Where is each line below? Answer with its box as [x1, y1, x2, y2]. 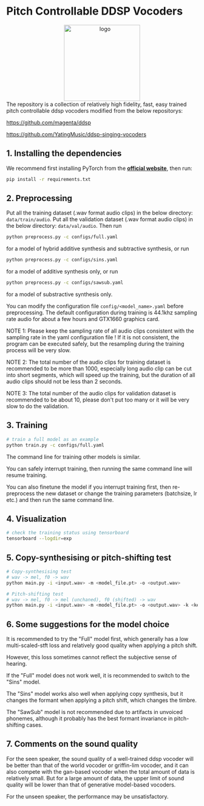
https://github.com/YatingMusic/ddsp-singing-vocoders [6, 130, 147, 138]
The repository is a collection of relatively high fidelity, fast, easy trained [6, 101, 187, 108]
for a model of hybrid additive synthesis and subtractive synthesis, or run [6, 245, 189, 252]
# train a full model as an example [6, 436, 99, 442]
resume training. [6, 471, 47, 479]
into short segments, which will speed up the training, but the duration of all [6, 372, 195, 379]
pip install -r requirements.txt [6, 176, 91, 182]
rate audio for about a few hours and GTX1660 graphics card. [6, 316, 160, 323]
